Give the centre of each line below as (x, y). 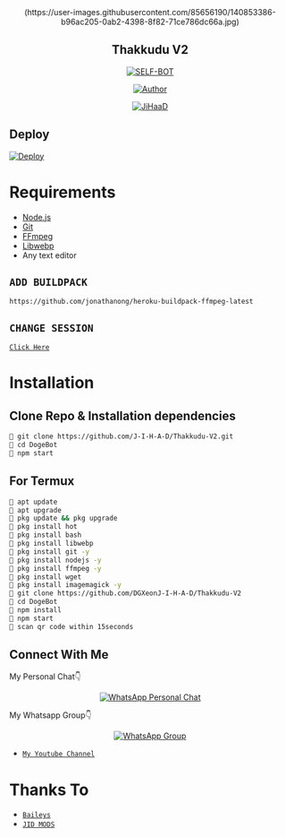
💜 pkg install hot (43, 527)
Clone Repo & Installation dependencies (123, 415)
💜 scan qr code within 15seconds (71, 626)
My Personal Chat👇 (46, 677)
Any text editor (50, 255)
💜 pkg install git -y (50, 552)
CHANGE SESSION (51, 328)
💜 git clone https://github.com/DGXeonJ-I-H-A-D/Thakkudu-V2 (126, 593)
